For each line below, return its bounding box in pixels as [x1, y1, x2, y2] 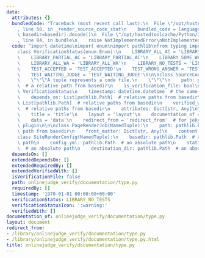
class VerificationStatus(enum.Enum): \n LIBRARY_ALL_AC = [17, 49, 176, 55]
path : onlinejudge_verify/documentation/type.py [12, 180, 138, 186]
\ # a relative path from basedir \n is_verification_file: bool [17, 83, 195, 89]
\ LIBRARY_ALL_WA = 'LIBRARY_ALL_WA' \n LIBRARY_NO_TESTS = [17, 60, 187, 66]
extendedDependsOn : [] [12, 157, 70, 163]
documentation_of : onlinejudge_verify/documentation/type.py [6, 213, 165, 220]
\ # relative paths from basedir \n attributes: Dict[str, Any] [17, 105, 192, 112]
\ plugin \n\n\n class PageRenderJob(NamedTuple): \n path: [17, 123, 173, 129]
